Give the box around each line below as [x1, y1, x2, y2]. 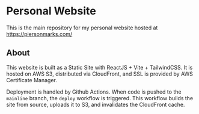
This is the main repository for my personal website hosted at [6, 24, 158, 31]
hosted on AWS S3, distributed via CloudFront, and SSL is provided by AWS [6, 70, 194, 77]
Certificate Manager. [6, 76, 57, 83]
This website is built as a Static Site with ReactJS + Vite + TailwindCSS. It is [6, 64, 193, 71]
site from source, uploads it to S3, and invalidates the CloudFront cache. [6, 101, 185, 108]
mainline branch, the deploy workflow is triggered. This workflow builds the [6, 94, 194, 101]
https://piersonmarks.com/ [6, 30, 73, 37]
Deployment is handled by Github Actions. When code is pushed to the [6, 88, 182, 95]
